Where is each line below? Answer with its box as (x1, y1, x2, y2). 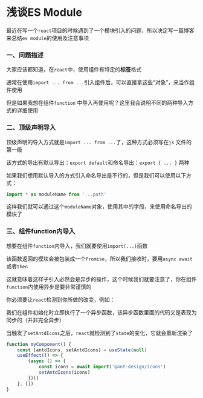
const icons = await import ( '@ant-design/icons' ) (38, 364, 166, 370)
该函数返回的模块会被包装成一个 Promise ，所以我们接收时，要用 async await (6, 255, 193, 262)
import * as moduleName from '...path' (6, 191, 107, 197)
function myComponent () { (6, 341, 71, 347)
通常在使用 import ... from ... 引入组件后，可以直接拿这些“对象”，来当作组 (6, 79, 195, 86)
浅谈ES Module (6, 5, 83, 19)
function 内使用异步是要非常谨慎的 (6, 283, 92, 290)
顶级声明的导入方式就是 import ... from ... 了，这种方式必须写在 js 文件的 (6, 138, 192, 145)
